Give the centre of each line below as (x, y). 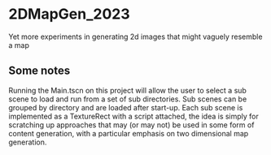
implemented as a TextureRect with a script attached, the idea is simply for (133, 116)
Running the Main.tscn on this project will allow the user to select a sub (127, 90)
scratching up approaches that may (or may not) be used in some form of (131, 125)
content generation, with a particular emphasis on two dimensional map (129, 133)
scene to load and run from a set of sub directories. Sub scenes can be (128, 99)
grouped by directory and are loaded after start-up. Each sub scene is (126, 107)
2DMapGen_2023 (69, 14)
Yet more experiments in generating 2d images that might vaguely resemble (135, 37)
